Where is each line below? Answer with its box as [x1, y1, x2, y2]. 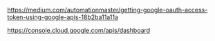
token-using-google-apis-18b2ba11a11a [7, 13, 119, 21]
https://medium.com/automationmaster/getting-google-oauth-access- [7, 6, 208, 14]
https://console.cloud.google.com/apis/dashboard [7, 27, 151, 34]
